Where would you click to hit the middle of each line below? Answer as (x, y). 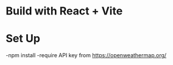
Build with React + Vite (64, 11)
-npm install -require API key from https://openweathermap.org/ (86, 55)
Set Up (23, 39)
